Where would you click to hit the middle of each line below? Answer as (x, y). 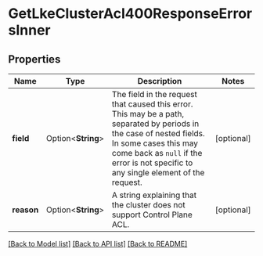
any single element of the (159, 173)
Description (160, 81)
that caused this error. (153, 104)
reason (25, 210)
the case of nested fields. (159, 133)
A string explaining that (155, 195)
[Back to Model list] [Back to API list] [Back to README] (98, 244)
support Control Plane (153, 215)
